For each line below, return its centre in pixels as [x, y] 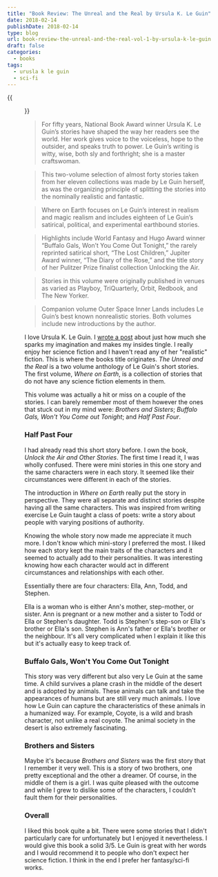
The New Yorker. [65, 296]
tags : [15, 65]
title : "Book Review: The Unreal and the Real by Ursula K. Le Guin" [109, 13]
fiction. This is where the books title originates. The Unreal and [114, 359]
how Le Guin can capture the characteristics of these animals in [115, 705]
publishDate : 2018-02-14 [43, 26]
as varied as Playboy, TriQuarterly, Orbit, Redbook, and [119, 289]
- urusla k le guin [41, 71]
